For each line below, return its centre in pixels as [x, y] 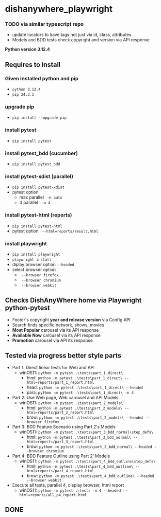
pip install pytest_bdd [36, 164]
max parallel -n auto [41, 197]
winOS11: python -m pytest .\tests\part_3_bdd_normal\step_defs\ [86, 432]
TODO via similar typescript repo [44, 24]
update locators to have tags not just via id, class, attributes [72, 35]
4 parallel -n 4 [35, 202]
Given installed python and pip [42, 78]
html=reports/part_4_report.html [60, 471]
